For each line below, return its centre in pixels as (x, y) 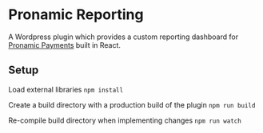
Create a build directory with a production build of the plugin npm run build (132, 104)
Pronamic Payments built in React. (65, 45)
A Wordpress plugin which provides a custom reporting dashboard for (123, 37)
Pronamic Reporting (76, 15)
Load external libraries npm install (66, 89)
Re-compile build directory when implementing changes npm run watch (125, 120)
